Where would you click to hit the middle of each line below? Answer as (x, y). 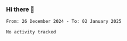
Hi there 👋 (20, 9)
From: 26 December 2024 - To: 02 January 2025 (64, 22)
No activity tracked (31, 32)
